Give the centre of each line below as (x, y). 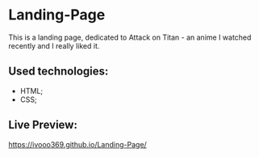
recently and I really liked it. (54, 45)
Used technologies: (58, 72)
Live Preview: (43, 125)
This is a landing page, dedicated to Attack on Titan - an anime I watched (130, 37)
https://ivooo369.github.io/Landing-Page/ (77, 144)
